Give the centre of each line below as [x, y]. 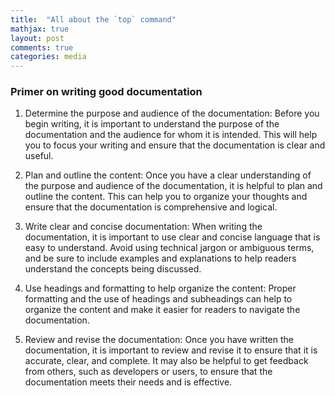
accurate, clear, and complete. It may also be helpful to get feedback [166, 361]
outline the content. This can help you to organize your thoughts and [166, 197]
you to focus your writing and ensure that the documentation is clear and [175, 145]
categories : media [48, 57]
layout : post [37, 38]
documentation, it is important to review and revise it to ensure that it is [171, 350]
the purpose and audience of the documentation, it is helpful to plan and [173, 186]
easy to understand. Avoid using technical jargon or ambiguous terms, [169, 248]
